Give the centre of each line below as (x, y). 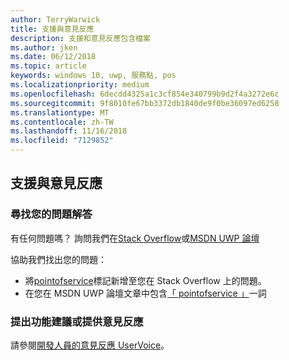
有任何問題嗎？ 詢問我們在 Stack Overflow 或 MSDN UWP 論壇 (135, 238)
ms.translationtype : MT (60, 112)
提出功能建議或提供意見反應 (77, 321)
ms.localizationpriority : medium (80, 85)
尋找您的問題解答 (51, 214)
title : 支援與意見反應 (52, 29)
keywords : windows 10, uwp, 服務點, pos (93, 76)
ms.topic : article (48, 66)
